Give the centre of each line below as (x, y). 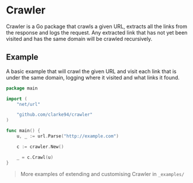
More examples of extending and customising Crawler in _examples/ (102, 174)
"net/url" (29, 104)
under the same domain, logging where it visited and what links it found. (93, 77)
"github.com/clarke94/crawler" (55, 115)
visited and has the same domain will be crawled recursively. (79, 39)
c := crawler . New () (40, 147)
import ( (17, 99)
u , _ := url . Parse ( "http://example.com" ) (68, 136)
